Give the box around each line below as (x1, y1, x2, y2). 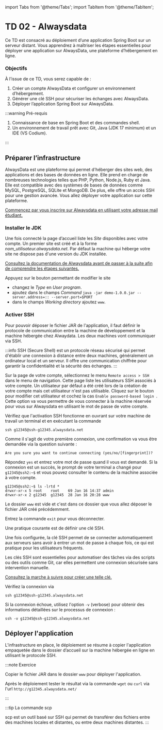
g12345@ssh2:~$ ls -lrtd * (5, 484, 60, 489)
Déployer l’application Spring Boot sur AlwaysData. (12, 101, 114, 107)
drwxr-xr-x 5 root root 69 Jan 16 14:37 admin (5, 488, 114, 493)
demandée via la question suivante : (5, 441, 77, 447)
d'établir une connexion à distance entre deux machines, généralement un (5, 353, 154, 358)
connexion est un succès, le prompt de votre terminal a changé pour (5, 464, 142, 470)
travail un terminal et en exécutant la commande (5, 418, 101, 424)
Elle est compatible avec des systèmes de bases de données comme (5, 182, 143, 188)
